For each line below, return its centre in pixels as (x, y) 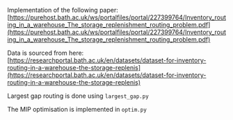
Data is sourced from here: (46, 53)
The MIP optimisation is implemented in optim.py (77, 109)
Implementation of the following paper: (63, 10)
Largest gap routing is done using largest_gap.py (78, 96)
